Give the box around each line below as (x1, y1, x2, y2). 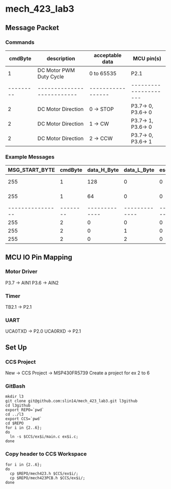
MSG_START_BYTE (8, 167, 55, 174)
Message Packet (5, 23, 60, 32)
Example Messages (5, 153, 55, 160)
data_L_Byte (124, 167, 155, 174)
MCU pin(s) (133, 55, 161, 62)
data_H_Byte (87, 167, 119, 174)
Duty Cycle (37, 73, 64, 80)
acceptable (94, 51, 122, 59)
